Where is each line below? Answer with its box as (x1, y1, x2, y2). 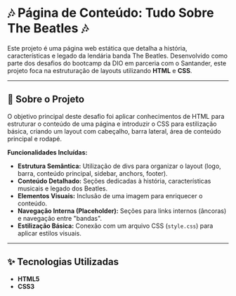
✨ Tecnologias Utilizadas (7, 256, 119, 268)
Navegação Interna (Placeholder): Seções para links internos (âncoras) (17, 206, 227, 215)
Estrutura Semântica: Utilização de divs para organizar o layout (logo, (17, 162, 221, 170)
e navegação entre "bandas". (17, 214, 103, 222)
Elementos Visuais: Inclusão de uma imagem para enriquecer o (17, 191, 203, 200)
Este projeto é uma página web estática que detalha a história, (7, 44, 188, 52)
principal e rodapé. (7, 134, 62, 143)
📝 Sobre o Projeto (7, 94, 85, 105)
